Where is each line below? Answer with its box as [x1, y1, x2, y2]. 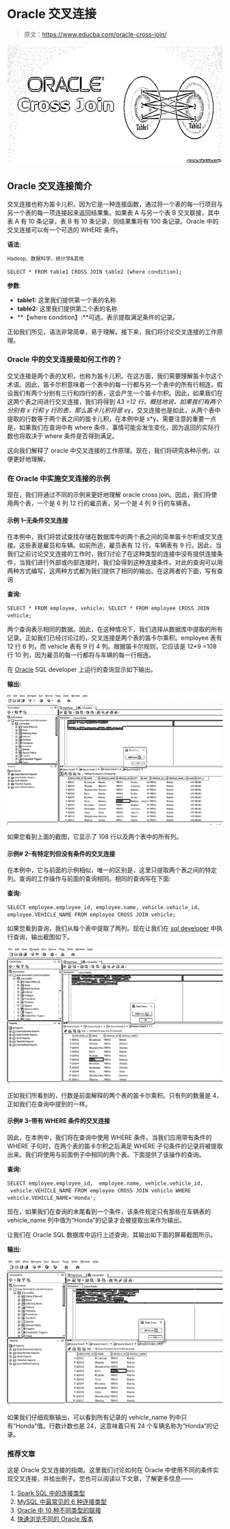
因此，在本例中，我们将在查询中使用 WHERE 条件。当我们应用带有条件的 [7, 1133, 212, 1142]
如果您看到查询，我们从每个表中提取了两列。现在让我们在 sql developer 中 [7, 924, 217, 932]
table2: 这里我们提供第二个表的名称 [16, 304, 118, 313]
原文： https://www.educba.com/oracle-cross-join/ [23, 30, 167, 38]
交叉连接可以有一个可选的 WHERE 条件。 [7, 226, 122, 234]
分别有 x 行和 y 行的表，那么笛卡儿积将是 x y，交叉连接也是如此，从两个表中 [7, 406, 221, 414]
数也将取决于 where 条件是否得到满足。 [7, 431, 118, 440]
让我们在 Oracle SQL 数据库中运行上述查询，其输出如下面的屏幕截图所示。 [7, 1230, 217, 1238]
